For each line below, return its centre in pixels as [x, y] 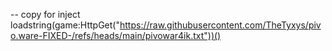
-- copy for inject [45, 14]
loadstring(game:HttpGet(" [65, 25]
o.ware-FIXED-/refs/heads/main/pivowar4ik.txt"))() [116, 35]
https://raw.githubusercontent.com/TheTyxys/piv [220, 25]
